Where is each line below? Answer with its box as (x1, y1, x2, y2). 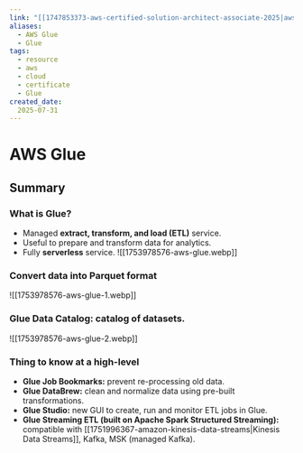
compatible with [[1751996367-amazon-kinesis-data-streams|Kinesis (22, 424, 280, 435)
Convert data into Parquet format (9, 270, 158, 282)
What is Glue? (9, 207, 72, 219)
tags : (9, 47, 30, 56)
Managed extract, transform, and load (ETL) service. (22, 227, 222, 239)
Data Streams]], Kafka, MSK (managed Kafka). (22, 434, 196, 445)
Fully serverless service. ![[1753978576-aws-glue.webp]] (22, 247, 237, 258)
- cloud (17, 72, 47, 81)
